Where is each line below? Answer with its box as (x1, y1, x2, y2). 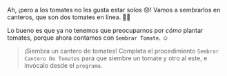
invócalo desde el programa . (23, 62, 103, 69)
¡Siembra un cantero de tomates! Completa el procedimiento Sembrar (23, 47, 219, 55)
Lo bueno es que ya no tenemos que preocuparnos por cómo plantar (7, 27, 204, 34)
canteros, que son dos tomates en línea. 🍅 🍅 (7, 13, 131, 21)
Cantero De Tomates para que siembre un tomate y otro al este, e (23, 54, 208, 62)
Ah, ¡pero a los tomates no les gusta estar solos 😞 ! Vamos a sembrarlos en (7, 6, 221, 14)
